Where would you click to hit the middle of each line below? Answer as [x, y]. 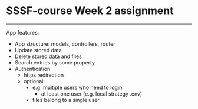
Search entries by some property [55, 62]
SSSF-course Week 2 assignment [90, 11]
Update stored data [38, 50]
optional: [34, 81]
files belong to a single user [66, 100]
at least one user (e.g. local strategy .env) [92, 93]
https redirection [43, 75]
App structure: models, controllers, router [65, 44]
